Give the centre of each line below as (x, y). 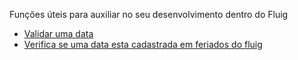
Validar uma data (58, 33)
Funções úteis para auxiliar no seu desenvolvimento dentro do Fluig (149, 14)
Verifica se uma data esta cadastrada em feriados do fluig (143, 44)
